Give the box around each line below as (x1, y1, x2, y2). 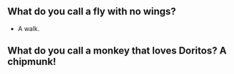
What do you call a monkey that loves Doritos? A (7, 45, 227, 57)
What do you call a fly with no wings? (7, 6, 176, 18)
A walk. (17, 24, 40, 32)
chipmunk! (7, 56, 56, 68)
